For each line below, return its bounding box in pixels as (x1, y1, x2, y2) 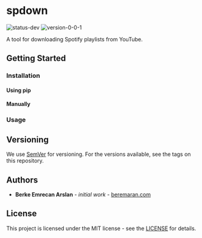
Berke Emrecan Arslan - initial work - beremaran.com (15, 191, 151, 198)
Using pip (6, 86, 32, 94)
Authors (6, 175, 38, 185)
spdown (6, 4, 49, 18)
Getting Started (6, 53, 66, 64)
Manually (6, 100, 30, 108)
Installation (6, 71, 41, 80)
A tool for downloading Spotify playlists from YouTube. (6, 35, 143, 43)
